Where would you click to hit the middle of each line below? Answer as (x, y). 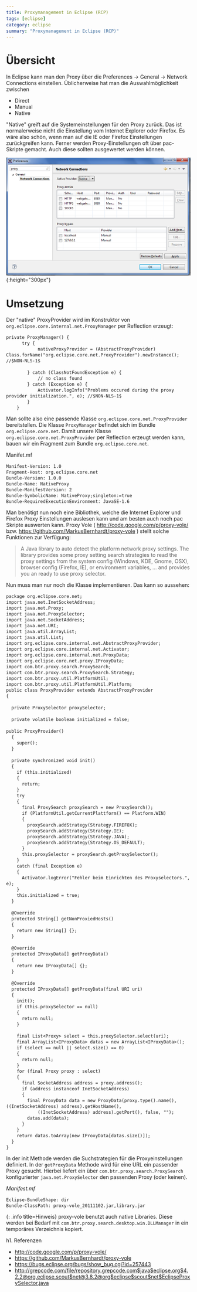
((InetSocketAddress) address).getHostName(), (64, 1107)
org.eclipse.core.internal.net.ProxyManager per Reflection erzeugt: (90, 326)
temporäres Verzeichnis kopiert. (45, 1229)
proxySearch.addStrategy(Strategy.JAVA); (79, 837)
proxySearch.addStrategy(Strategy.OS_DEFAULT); (86, 843)
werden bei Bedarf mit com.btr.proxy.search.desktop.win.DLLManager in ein (97, 1223)
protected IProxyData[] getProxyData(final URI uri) (77, 990)
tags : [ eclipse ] (26, 18)
